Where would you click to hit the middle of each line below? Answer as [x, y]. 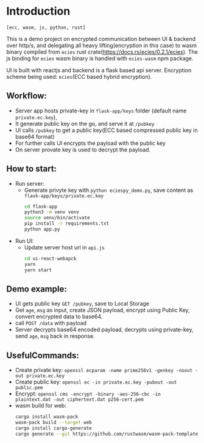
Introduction [38, 11]
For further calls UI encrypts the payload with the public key [90, 143]
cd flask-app [41, 207]
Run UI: [24, 241]
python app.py [42, 229]
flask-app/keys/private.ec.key [64, 196]
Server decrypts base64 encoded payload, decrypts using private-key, [104, 330]
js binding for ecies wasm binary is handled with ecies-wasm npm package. [100, 58]
